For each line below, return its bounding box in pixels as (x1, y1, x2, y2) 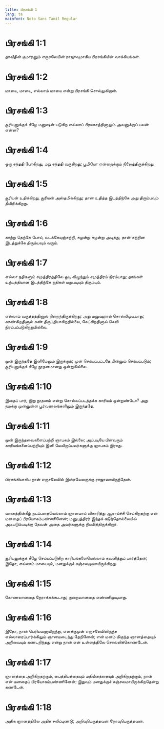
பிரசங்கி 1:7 (5, 257, 48, 268)
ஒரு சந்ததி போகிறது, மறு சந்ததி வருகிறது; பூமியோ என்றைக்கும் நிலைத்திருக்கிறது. (5, 161, 155, 167)
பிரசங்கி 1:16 (5, 612, 52, 623)
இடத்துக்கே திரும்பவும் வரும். (5, 240, 59, 245)
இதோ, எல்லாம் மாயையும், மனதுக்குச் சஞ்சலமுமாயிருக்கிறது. (5, 560, 117, 566)
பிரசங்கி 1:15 (5, 578, 52, 589)
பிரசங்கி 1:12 (5, 460, 52, 471)
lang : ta (5, 12, 23, 17)
